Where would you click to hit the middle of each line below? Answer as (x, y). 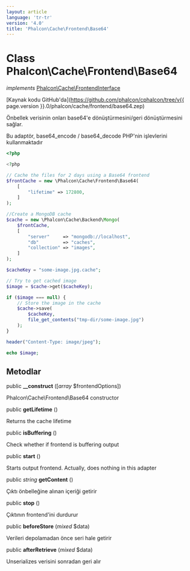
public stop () (23, 503)
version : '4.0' (25, 23)
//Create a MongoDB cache (39, 214)
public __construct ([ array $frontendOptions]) (64, 386)
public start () (24, 456)
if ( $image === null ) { (36, 297)
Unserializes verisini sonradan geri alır (54, 561)
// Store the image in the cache (59, 303)
